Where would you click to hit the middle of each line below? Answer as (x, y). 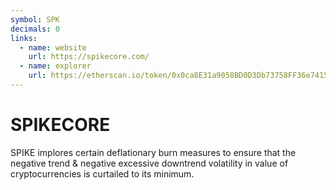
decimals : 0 (35, 29)
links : (24, 38)
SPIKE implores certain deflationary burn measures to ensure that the (153, 152)
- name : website (53, 47)
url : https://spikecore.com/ (89, 57)
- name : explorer (55, 66)
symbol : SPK (35, 19)
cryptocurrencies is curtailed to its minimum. (102, 173)
